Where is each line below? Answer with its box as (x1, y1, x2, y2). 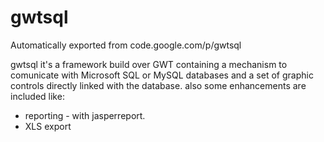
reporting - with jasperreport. (24, 109, 146, 121)
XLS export (24, 120, 72, 132)
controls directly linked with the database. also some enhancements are (10, 79, 307, 91)
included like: (10, 90, 65, 102)
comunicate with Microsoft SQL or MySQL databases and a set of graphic (10, 69, 314, 81)
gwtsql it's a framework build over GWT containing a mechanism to (10, 58, 288, 70)
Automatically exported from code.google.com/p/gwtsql (10, 39, 242, 51)
